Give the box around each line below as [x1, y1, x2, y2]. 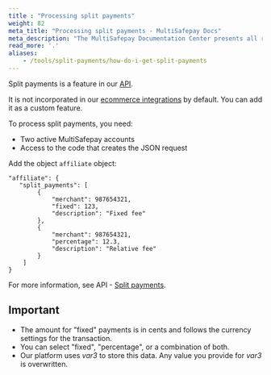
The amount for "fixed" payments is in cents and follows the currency [19, 324, 252, 335]
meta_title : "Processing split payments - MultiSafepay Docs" [8, 27, 222, 35]
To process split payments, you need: [8, 119, 133, 128]
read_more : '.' [8, 42, 60, 50]
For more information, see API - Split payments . [8, 280, 167, 290]
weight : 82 [8, 19, 45, 27]
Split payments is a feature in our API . [8, 78, 133, 89]
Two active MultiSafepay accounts [19, 134, 135, 144]
